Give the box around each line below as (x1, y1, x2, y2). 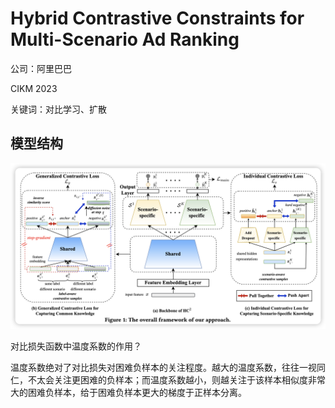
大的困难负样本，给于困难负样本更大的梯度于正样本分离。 (10, 386, 247, 398)
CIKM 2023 (10, 82, 58, 94)
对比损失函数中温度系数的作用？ (10, 340, 142, 352)
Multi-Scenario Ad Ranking (10, 28, 240, 51)
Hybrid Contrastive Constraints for (10, 7, 305, 30)
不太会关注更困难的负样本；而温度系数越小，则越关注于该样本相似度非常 (27, 373, 326, 386)
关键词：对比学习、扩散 (10, 103, 107, 115)
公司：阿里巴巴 (10, 62, 72, 74)
